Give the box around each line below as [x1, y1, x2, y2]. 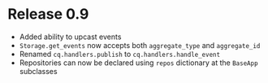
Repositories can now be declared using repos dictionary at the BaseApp [19, 58, 258, 68]
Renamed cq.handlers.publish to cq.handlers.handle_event [19, 49, 221, 59]
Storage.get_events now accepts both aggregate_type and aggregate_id [19, 40, 261, 50]
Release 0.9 [7, 5, 89, 24]
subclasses [19, 66, 58, 76]
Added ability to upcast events [19, 32, 122, 41]
